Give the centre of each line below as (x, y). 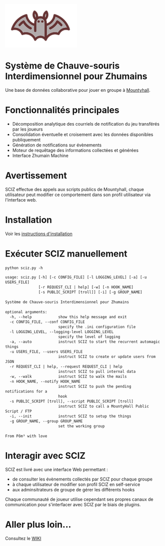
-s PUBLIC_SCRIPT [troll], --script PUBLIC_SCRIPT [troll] (72, 401)
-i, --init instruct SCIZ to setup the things (71, 416)
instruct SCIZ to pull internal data (97, 371)
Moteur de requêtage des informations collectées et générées (75, 150)
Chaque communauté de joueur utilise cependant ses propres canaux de (79, 499)
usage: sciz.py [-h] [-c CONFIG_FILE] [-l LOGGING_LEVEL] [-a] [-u (76, 277)
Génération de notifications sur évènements (57, 145)
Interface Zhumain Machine (40, 155)
